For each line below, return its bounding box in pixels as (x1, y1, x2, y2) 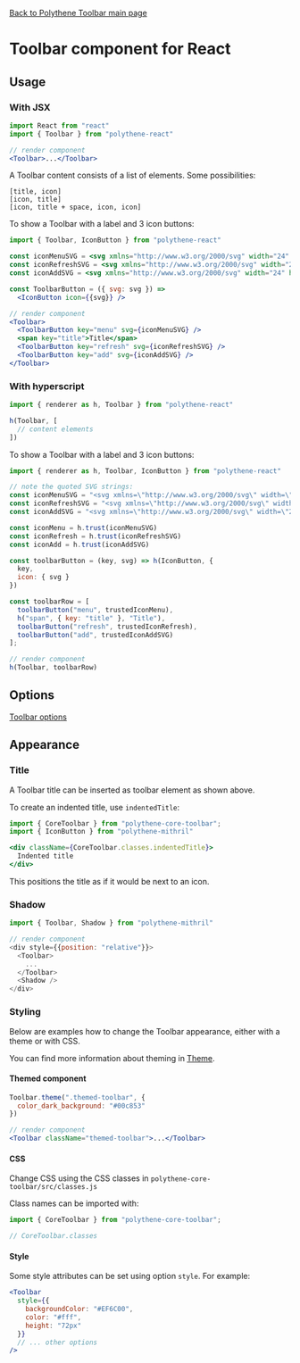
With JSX (9, 101, 51, 113)
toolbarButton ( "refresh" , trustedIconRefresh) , (17, 622, 198, 631)
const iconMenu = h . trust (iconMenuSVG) (9, 523, 158, 532)
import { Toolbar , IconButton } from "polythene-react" (9, 236, 221, 245)
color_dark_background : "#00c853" (17, 1101, 146, 1110)
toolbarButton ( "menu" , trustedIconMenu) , (17, 605, 174, 614)
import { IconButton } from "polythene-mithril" (9, 827, 194, 836)
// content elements (17, 424, 94, 434)
